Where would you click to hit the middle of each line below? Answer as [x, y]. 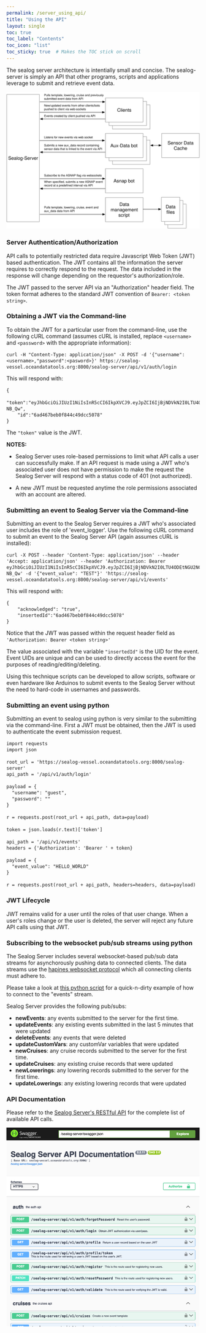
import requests [27, 744]
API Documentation [36, 1099]
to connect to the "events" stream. [50, 994]
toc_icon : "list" [29, 45]
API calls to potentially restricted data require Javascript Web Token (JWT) [101, 256]
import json [21, 750]
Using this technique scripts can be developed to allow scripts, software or [101, 676]
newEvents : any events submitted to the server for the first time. [97, 1018]
